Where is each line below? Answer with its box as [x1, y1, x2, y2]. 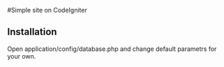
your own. [7, 52, 36, 60]
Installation [7, 26, 57, 38]
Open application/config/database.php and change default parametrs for [7, 45, 217, 53]
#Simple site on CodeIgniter [7, 6, 87, 14]
